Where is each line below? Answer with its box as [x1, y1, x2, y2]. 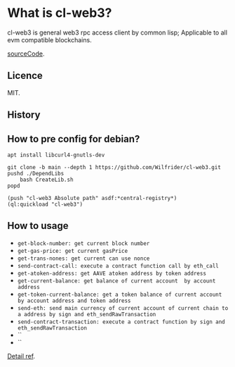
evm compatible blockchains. [7, 35, 93, 44]
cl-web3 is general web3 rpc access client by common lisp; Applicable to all [7, 28, 228, 37]
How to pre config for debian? [7, 132, 140, 145]
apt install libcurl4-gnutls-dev [7, 151, 105, 158]
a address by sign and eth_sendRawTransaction [17, 311, 156, 318]
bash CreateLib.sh [20, 176, 74, 183]
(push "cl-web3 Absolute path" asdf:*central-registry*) [7, 194, 177, 201]
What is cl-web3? [7, 5, 112, 21]
